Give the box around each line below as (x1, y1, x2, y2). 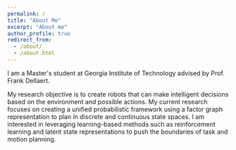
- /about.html (13, 50, 55, 57)
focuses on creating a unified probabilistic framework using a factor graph (7, 105, 223, 113)
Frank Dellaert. (7, 76, 51, 85)
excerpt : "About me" (7, 23, 68, 30)
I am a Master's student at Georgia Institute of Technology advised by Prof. (7, 68, 225, 77)
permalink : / (7, 10, 46, 18)
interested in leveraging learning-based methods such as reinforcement (7, 120, 216, 128)
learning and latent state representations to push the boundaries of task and (7, 127, 228, 136)
